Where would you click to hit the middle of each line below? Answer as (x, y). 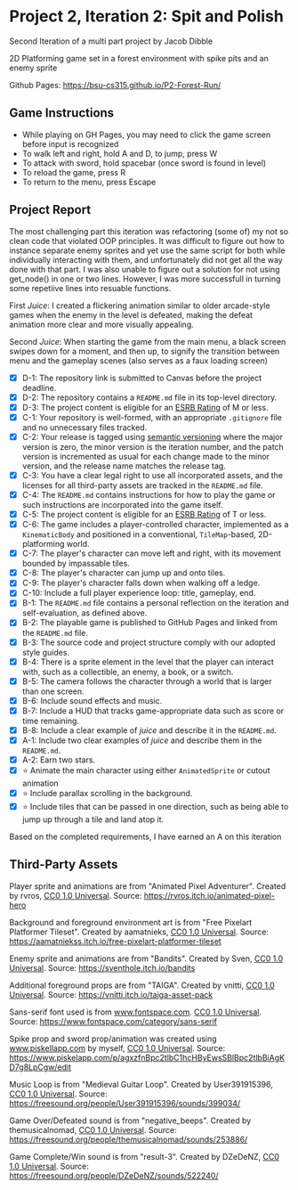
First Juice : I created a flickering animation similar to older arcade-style (140, 306)
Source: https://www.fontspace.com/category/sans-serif (113, 1021)
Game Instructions (62, 113)
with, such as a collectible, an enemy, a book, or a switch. (128, 672)
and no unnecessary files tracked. (85, 427)
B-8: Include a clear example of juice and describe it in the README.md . (149, 730)
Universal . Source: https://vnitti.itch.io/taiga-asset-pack (111, 994)
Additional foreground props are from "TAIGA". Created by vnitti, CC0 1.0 (142, 985)
